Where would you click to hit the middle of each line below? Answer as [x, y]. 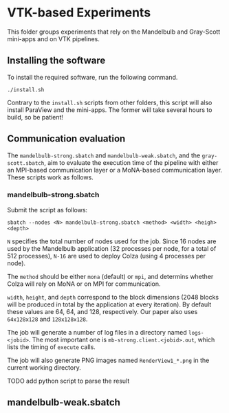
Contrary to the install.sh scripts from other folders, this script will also [110, 102]
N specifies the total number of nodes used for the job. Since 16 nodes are [112, 241]
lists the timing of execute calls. [52, 347]
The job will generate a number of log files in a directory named [97, 332]
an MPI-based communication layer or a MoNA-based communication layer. [115, 170]
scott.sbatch [26, 163]
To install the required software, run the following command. [92, 77]
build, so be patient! [35, 117]
